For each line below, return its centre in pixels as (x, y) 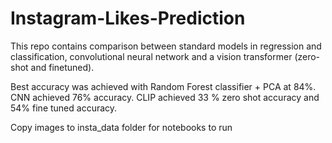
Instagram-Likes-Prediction (128, 18)
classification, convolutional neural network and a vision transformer (151, 56)
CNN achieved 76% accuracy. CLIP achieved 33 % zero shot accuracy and (165, 97)
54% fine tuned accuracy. (64, 108)
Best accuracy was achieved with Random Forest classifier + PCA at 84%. (163, 86)
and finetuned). (62, 67)
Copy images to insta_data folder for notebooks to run (121, 127)
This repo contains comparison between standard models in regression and (166, 46)
